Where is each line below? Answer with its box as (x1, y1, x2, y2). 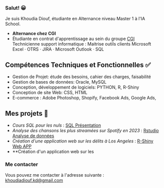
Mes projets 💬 (5, 109, 48, 118)
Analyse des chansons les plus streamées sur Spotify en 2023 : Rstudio (12, 127, 159, 133)
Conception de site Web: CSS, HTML (12, 90, 87, 95)
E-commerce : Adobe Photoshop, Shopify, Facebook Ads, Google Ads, (12, 95, 157, 101)
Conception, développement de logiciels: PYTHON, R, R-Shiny (12, 84, 139, 91)
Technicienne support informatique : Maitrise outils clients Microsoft (12, 41, 152, 47)
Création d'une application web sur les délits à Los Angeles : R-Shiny (12, 138, 154, 144)
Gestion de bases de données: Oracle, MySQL (12, 79, 107, 85)
